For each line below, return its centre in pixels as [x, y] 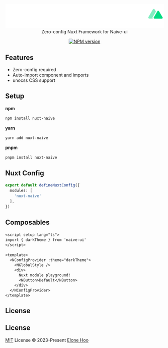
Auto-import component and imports [51, 75]
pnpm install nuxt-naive [31, 157]
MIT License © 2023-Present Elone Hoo [47, 340]
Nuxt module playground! [45, 275]
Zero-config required [34, 70]
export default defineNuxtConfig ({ [43, 185]
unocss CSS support [34, 80]
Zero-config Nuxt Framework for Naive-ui [85, 32]
